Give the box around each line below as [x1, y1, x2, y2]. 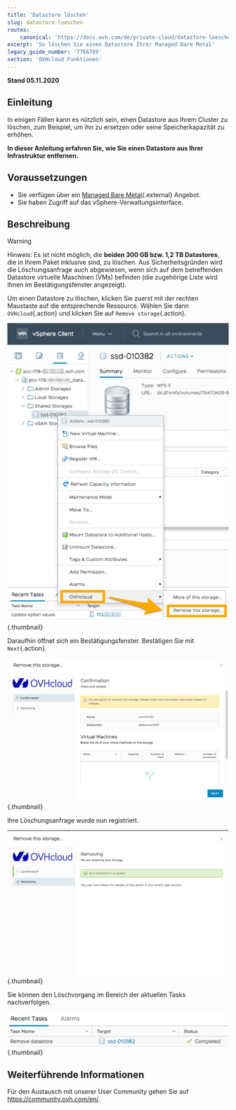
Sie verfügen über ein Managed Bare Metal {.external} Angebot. [17, 190, 202, 199]
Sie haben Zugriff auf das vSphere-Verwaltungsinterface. [17, 198, 184, 206]
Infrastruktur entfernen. [7, 151, 79, 160]
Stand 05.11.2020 [7, 76, 60, 85]
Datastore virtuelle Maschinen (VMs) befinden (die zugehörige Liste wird [7, 273, 218, 282]
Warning [7, 237, 32, 246]
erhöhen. [7, 130, 34, 139]
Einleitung [7, 96, 53, 108]
